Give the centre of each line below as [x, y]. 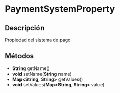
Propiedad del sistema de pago [38, 40]
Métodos [19, 56]
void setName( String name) [42, 74]
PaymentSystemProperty [60, 9]
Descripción [25, 28]
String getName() [31, 68]
